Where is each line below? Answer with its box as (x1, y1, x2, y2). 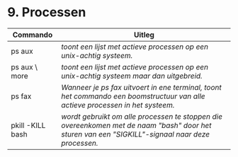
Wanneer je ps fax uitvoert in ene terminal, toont (61, 82, 222, 92)
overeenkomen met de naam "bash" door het (61, 120, 212, 130)
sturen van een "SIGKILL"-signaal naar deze (61, 129, 210, 139)
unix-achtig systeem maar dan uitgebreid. (61, 71, 203, 81)
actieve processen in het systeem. (61, 100, 175, 110)
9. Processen (7, 4, 86, 21)
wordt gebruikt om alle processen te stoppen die (61, 111, 223, 121)
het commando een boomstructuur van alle (61, 91, 205, 101)
